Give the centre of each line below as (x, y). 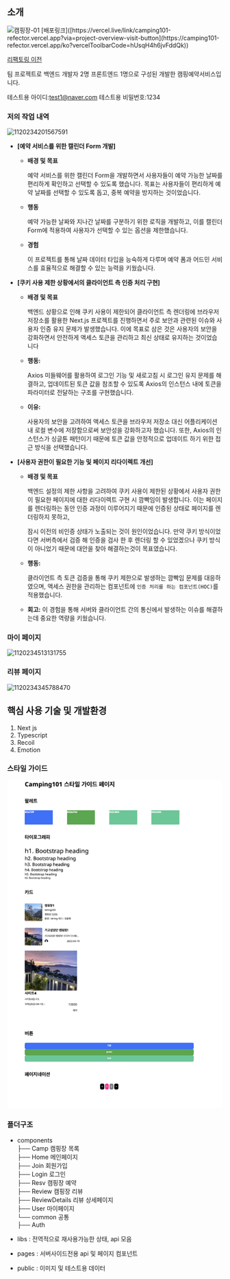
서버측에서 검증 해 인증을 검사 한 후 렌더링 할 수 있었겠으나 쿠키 (124, 540)
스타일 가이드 (27, 769)
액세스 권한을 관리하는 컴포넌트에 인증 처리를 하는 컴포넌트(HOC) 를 (133, 586)
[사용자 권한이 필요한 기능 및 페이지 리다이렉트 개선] (85, 462)
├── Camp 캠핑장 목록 (48, 1148)
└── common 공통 (43, 1217)
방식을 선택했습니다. (61, 448)
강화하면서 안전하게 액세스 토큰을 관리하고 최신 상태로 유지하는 (110, 338)
